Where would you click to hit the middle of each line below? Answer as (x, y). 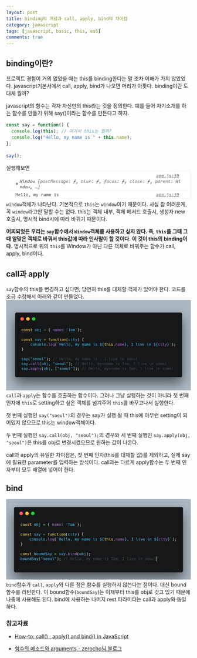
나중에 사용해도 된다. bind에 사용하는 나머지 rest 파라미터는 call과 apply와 (91, 599)
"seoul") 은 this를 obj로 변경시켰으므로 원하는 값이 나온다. (72, 442)
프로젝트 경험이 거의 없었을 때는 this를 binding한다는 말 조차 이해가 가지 (88, 78)
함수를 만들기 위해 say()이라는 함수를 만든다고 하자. (71, 113)
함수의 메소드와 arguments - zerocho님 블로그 (68, 649)
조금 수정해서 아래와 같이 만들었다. (45, 296)
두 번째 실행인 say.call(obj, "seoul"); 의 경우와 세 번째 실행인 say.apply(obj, (98, 435)
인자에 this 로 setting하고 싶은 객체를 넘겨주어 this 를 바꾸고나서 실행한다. (90, 402)
